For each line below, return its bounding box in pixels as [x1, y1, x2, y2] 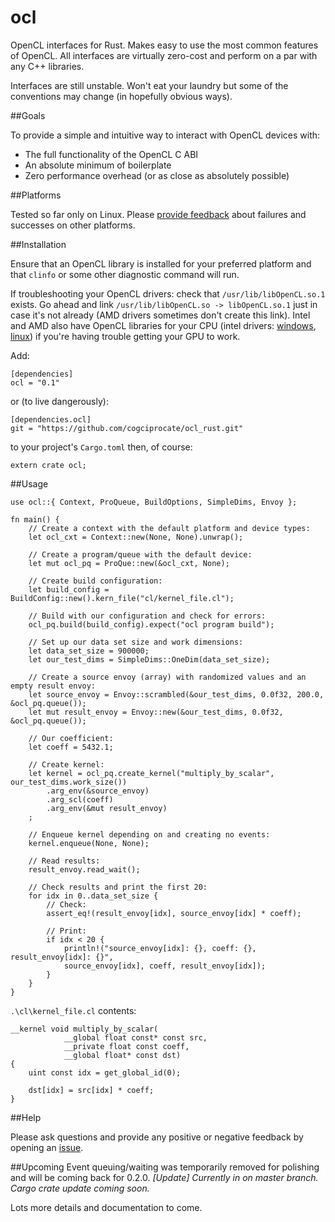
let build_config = [28, 584, 110, 595]
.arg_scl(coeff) [46, 794, 114, 805]
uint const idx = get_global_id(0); [28, 1067, 182, 1078]
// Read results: [28, 856, 101, 866]
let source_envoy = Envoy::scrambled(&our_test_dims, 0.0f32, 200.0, [28, 689, 325, 700]
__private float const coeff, [63, 1041, 190, 1051]
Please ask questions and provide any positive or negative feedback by [10, 1131, 304, 1143]
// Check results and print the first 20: [28, 882, 208, 892]
